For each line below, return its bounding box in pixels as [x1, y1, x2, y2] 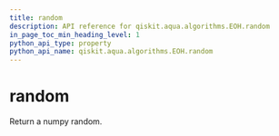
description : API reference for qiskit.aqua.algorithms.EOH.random [9, 22, 271, 31]
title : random [9, 13, 64, 23]
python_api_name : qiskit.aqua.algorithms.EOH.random [9, 47, 214, 56]
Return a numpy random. [9, 116, 103, 127]
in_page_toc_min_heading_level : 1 [9, 30, 141, 39]
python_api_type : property [9, 38, 112, 48]
